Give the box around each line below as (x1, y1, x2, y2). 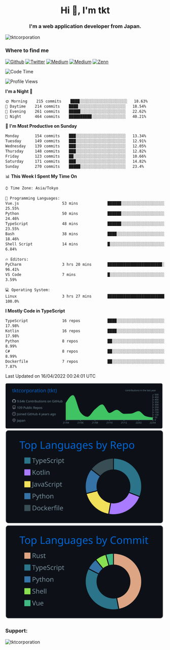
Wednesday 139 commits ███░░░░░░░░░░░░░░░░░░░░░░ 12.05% (5, 144, 146, 149)
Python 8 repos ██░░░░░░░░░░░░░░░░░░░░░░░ (5, 338, 165, 344)
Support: (5, 627, 28, 634)
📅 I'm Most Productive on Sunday (5, 123, 77, 129)
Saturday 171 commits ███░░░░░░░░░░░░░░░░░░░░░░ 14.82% (5, 159, 146, 164)
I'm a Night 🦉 (5, 88, 33, 94)
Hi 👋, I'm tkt (60, 5, 110, 16)
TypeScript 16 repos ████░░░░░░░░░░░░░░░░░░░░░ (5, 318, 165, 323)
